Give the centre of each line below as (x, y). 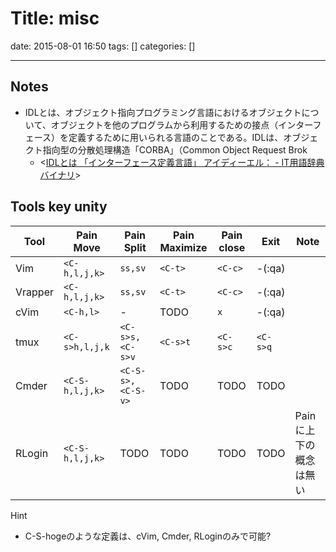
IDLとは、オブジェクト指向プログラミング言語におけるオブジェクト (163, 112)
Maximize (183, 247)
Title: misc (55, 18)
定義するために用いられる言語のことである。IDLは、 (176, 137)
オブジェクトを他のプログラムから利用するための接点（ (164, 124)
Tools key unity (59, 207)
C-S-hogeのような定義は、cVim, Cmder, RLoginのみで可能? (148, 536)
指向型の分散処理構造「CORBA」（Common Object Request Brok (175, 149)
